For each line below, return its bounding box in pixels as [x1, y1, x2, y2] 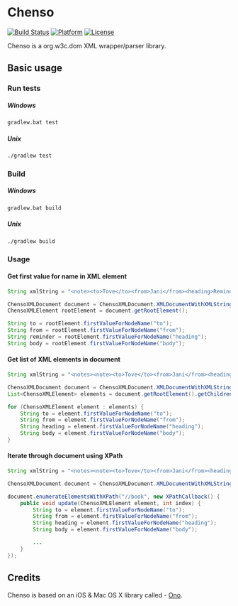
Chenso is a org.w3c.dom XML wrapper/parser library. [7, 41, 166, 50]
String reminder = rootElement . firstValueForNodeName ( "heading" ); [7, 333, 208, 341]
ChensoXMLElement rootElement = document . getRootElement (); [7, 307, 189, 315]
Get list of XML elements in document [7, 355, 120, 364]
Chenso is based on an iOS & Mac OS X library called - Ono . [7, 590, 183, 599]
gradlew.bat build [7, 204, 62, 212]
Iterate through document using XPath [7, 452, 123, 460]
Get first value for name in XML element [7, 272, 127, 281]
